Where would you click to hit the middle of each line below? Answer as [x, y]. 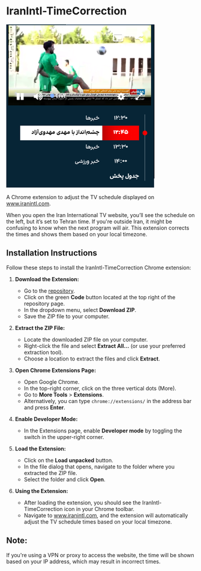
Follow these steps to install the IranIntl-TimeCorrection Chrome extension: [99, 268]
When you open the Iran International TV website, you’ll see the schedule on [100, 215]
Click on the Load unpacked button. [68, 460]
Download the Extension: [47, 279]
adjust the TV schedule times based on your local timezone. [98, 522]
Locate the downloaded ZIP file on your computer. [86, 339]
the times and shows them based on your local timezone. [77, 234]
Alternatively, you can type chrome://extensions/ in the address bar [108, 401]
